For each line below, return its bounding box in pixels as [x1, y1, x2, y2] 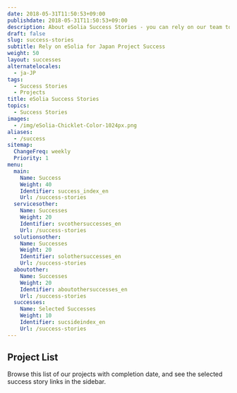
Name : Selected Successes [20, 306, 97, 313]
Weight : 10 [20, 312, 52, 320]
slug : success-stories [7, 37, 74, 44]
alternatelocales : [7, 63, 61, 70]
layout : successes [7, 56, 61, 64]
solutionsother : [13, 234, 61, 241]
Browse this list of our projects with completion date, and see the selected [7, 370, 223, 378]
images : [7, 115, 30, 122]
